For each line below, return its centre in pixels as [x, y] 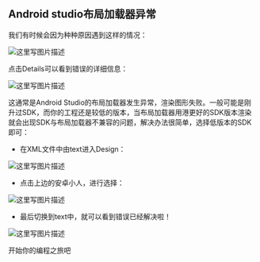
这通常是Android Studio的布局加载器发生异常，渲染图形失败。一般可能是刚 [130, 102]
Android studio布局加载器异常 [82, 14]
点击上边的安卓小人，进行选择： [72, 183]
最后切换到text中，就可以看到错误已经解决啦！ [96, 216]
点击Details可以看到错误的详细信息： [68, 68]
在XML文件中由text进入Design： [73, 148]
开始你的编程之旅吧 [40, 250]
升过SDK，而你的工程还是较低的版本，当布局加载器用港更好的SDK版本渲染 [130, 112]
